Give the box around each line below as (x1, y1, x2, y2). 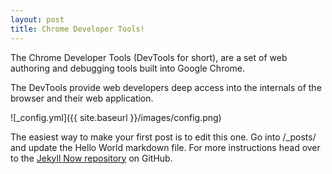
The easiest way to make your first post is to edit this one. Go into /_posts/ (10, 131, 317, 143)
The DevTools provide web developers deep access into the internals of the (10, 81, 322, 93)
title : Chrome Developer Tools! (10, 24, 145, 34)
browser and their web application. (10, 92, 154, 104)
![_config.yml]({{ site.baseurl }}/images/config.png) (10, 111, 222, 123)
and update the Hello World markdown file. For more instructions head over (10, 141, 321, 153)
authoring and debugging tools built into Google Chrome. (10, 62, 246, 74)
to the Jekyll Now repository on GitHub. (10, 152, 173, 164)
